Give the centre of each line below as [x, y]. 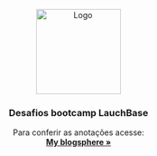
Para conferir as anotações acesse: [78, 132]
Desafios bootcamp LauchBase [78, 112]
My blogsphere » [78, 142]
